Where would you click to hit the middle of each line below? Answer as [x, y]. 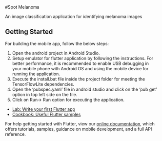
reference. [15, 134]
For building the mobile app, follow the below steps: [57, 43]
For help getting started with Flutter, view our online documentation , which [80, 123]
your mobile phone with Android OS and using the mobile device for [80, 68]
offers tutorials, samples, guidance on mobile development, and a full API [79, 129]
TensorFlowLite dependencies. [43, 84]
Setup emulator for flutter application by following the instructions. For [83, 58]
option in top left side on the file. [45, 94]
